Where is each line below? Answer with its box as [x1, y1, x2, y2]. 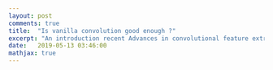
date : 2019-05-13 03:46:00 [8, 42, 107, 50]
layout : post [8, 11, 53, 20]
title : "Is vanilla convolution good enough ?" [8, 27, 176, 35]
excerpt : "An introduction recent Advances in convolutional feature [8, 34, 249, 43]
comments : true [8, 19, 60, 27]
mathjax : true [8, 49, 57, 57]
